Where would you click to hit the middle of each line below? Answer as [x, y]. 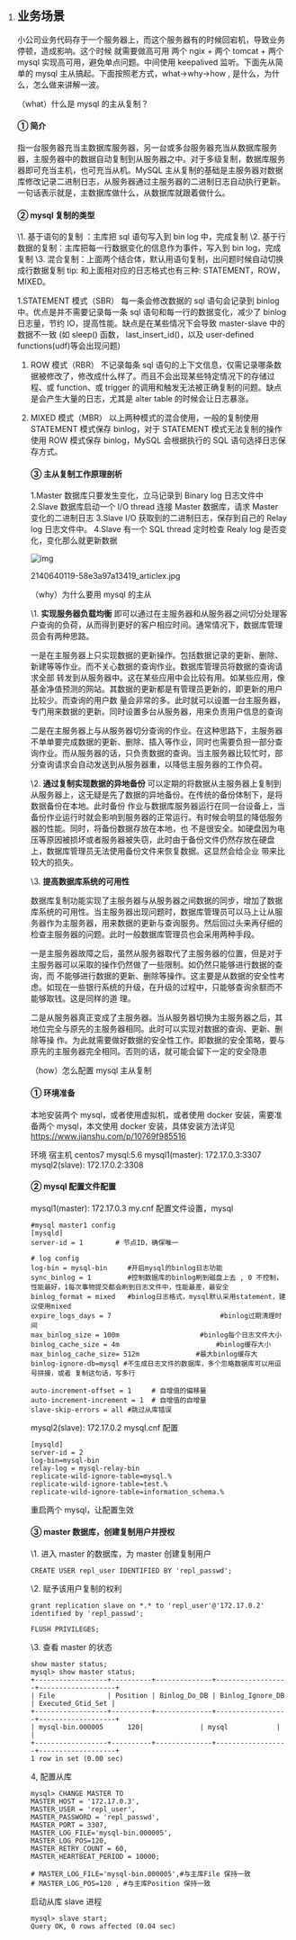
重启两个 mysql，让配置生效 [82, 1510]
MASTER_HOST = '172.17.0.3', [85, 1802]
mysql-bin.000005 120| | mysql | [159, 1728]
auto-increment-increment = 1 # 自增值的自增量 [118, 1400]
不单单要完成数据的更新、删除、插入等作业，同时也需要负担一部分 [152, 742]
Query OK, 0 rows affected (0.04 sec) [103, 1926]
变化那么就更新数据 [82, 541]
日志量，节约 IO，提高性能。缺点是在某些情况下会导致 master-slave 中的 [151, 323]
